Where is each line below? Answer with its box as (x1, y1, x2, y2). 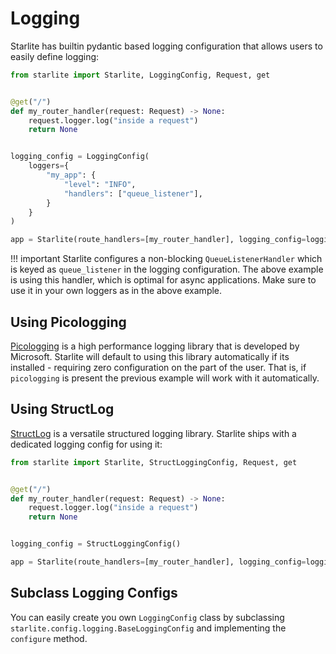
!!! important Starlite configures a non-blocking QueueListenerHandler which (10, 253, 323, 265)
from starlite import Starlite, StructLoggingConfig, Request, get (10, 457, 298, 467)
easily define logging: (10, 50, 100, 62)
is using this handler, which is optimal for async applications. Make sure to (10, 274, 317, 286)
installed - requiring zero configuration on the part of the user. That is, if (10, 362, 307, 373)
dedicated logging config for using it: (10, 438, 163, 450)
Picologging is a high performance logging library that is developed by (10, 340, 300, 352)
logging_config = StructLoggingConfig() (10, 539, 182, 549)
